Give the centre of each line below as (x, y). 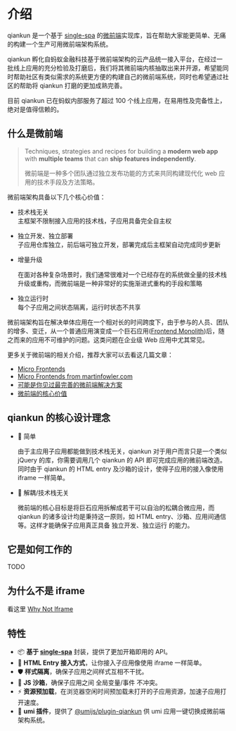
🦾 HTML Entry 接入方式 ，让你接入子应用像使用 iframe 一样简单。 (111, 663)
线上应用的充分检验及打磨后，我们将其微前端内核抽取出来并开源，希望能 (118, 68)
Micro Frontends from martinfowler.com (75, 376)
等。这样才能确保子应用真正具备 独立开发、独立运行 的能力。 (105, 525)
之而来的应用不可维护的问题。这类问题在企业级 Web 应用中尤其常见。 (108, 340)
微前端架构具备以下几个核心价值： (57, 197)
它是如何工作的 (40, 549)
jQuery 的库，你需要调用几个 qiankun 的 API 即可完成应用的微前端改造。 (122, 460)
